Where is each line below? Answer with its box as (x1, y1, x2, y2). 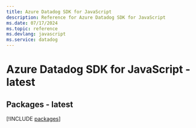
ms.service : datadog (6, 37, 58, 43)
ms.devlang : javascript (6, 31, 66, 37)
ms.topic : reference (6, 25, 58, 32)
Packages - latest (6, 99, 74, 109)
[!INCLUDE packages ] (6, 115, 61, 122)
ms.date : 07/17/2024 (6, 20, 58, 26)
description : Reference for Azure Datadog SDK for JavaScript (6, 14, 166, 20)
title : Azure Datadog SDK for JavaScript (6, 8, 112, 15)
